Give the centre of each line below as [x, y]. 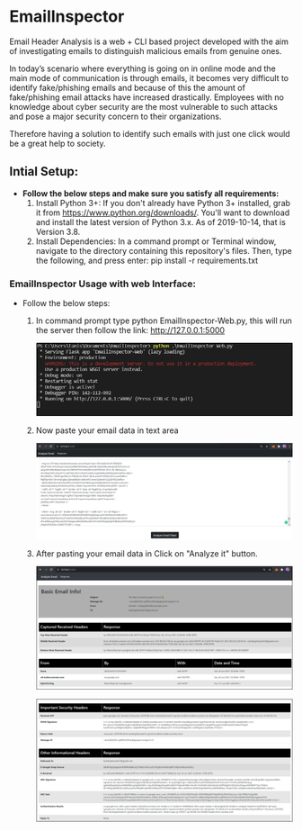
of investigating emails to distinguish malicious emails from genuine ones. [146, 50]
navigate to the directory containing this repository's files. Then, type [164, 250]
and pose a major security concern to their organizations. [115, 116]
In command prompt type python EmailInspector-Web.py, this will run [164, 321]
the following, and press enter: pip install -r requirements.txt [147, 260]
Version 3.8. [58, 231]
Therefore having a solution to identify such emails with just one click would [150, 133]
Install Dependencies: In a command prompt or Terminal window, [156, 241]
